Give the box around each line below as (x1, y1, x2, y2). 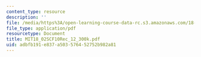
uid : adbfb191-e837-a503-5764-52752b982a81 (6, 42, 117, 48)
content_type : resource (6, 8, 66, 15)
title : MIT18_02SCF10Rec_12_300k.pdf (6, 36, 100, 42)
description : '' (6, 14, 47, 20)
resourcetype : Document (6, 31, 66, 37)
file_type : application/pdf (6, 25, 77, 31)
